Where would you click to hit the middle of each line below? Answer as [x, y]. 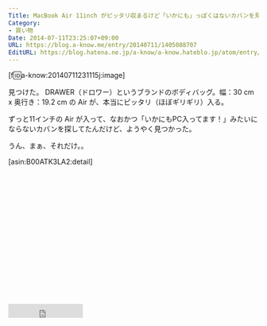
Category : [25, 23]
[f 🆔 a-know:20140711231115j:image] [67, 75]
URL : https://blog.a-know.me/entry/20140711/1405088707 [103, 45]
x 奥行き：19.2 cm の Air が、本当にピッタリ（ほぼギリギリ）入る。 [118, 102]
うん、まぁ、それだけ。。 [48, 146]
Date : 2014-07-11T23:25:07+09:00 [64, 38]
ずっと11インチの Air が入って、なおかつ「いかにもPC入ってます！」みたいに [133, 119]
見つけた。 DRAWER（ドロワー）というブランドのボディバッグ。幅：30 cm [131, 92]
